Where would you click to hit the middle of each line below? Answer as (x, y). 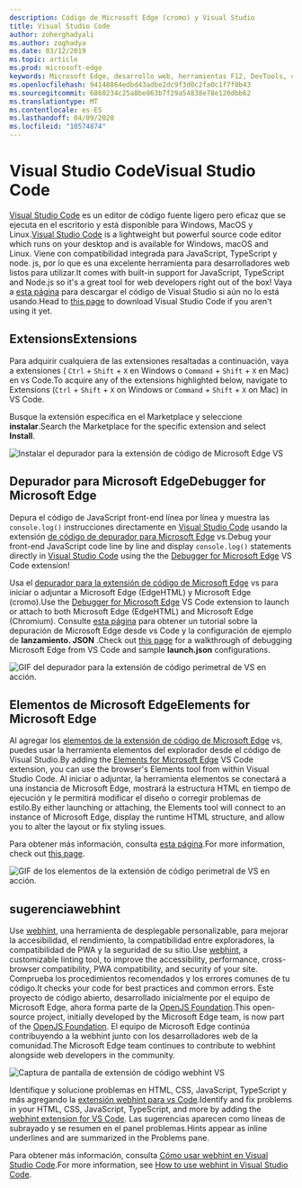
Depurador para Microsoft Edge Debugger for (138, 481)
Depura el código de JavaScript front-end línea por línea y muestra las (140, 517)
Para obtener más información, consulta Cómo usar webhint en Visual (139, 1156)
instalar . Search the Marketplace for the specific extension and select (138, 426)
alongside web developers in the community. (92, 1056)
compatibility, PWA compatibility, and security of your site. (150, 969)
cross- (274, 959)
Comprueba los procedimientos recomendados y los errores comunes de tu (150, 979)
